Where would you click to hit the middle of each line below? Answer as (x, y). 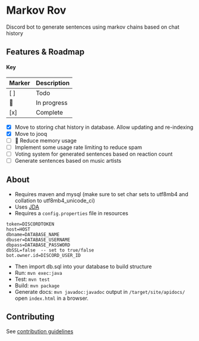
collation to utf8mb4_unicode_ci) (55, 200)
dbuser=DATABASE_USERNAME (38, 240)
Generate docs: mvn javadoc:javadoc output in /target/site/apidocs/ (100, 292)
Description (53, 83)
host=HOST (18, 229)
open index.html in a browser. (52, 298)
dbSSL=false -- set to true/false (50, 250)
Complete (49, 112)
